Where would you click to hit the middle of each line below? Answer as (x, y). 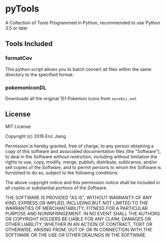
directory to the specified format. (40, 74)
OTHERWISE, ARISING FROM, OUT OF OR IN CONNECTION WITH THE (79, 229)
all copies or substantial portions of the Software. (56, 188)
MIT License (18, 126)
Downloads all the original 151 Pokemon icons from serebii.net (71, 98)
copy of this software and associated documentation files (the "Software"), (83, 151)
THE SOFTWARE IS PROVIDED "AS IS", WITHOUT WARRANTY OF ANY (79, 197)
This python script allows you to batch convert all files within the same (78, 69)
